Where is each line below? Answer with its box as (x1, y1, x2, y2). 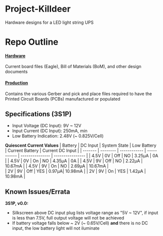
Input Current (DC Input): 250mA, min (12, 128, 88, 134)
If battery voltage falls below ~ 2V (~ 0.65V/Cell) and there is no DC (12, 220, 148, 226)
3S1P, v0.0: (5, 201, 29, 206)
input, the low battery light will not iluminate (12, 225, 100, 231)
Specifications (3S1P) (5, 110, 72, 118)
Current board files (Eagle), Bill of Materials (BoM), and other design (5, 64, 142, 69)
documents (5, 69, 28, 75)
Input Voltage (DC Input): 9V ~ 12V (12, 123, 82, 129)
